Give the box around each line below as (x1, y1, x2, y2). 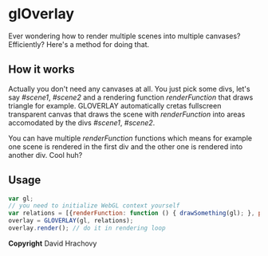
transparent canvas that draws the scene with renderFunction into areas (8, 109, 246, 119)
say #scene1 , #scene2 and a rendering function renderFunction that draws (8, 93, 254, 102)
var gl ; (8, 195, 34, 203)
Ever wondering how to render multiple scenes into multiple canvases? (8, 31, 241, 41)
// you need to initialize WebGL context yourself (8, 202, 180, 210)
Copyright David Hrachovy (8, 238, 97, 248)
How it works (8, 63, 75, 77)
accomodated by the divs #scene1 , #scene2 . (8, 117, 156, 128)
